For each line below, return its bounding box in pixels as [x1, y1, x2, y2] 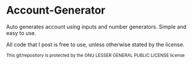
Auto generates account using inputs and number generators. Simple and [6, 23, 187, 30]
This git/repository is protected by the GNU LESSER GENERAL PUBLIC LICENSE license [6, 52, 185, 58]
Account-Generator [6, 4, 106, 17]
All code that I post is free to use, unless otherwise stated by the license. [6, 41, 185, 48]
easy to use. [6, 29, 36, 36]
